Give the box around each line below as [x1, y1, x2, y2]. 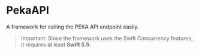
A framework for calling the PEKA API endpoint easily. [6, 23, 139, 30]
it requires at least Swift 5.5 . [20, 41, 91, 48]
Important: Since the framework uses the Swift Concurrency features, [20, 34, 193, 42]
